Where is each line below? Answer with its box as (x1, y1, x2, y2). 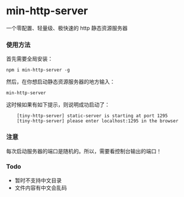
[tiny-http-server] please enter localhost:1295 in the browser (17, 118, 179, 124)
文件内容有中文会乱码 (14, 184, 67, 191)
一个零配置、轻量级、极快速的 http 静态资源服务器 (6, 24, 128, 31)
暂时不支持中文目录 (14, 176, 62, 184)
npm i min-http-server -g (6, 67, 70, 73)
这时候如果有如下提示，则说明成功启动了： (6, 101, 110, 108)
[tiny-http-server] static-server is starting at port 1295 (17, 113, 168, 119)
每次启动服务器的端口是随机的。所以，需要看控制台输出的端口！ (6, 147, 162, 154)
